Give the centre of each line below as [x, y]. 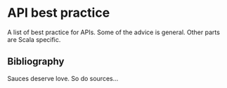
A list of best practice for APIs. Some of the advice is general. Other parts [113, 32]
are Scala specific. [34, 39]
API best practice [59, 13]
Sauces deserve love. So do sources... [63, 78]
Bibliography [36, 62]
